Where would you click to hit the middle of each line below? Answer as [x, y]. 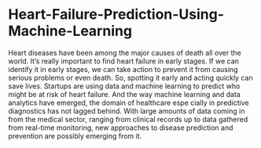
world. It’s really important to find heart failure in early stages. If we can [124, 61]
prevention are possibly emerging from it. [75, 135]
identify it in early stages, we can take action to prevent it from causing [123, 69]
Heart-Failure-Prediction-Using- [116, 14]
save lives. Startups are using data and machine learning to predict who [124, 86]
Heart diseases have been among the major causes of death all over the [125, 52]
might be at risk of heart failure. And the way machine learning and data [125, 94]
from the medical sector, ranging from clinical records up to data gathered [128, 119]
